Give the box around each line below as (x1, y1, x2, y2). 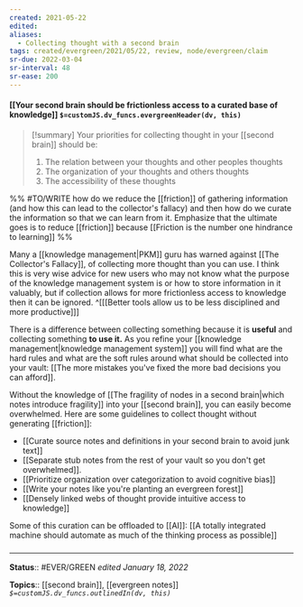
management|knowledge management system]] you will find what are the (9, 343, 283, 354)
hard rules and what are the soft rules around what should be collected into (9, 353, 289, 363)
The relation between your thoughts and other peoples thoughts (44, 156, 284, 167)
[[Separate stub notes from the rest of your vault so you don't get (22, 455, 266, 465)
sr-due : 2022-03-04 (9, 55, 83, 64)
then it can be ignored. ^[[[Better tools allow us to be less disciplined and (9, 297, 280, 308)
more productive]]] (9, 306, 79, 317)
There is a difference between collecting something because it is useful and (9, 324, 293, 335)
